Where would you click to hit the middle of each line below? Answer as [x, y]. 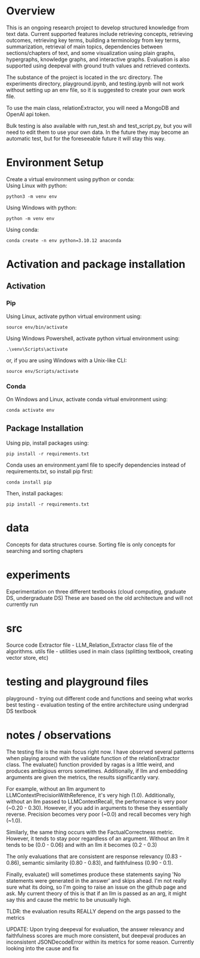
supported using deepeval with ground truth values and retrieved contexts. [98, 65]
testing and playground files [77, 682]
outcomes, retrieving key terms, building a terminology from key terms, [93, 40]
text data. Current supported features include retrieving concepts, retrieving [100, 33]
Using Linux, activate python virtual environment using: [74, 316]
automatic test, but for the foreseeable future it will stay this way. [86, 138]
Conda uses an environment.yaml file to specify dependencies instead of [96, 465]
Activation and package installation [96, 264]
